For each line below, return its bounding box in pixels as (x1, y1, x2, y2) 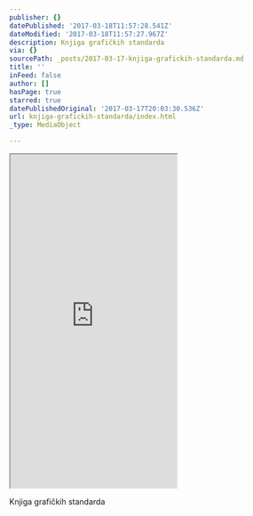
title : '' (9, 63, 46, 72)
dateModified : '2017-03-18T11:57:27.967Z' (9, 29, 169, 38)
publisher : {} (9, 12, 62, 22)
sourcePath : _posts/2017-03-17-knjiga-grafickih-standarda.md (9, 54, 244, 63)
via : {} (9, 46, 38, 55)
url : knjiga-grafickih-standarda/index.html (9, 112, 177, 121)
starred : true (9, 95, 62, 105)
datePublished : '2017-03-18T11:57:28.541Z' (9, 21, 173, 30)
